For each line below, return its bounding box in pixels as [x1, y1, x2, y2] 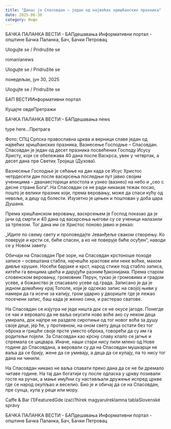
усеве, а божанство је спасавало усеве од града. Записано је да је [5, 279, 153, 286]
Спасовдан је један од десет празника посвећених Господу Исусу [5, 147, 151, 153]
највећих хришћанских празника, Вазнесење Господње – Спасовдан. [5, 142, 158, 148]
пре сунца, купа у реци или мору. [5, 387, 79, 393]
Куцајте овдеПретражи [5, 106, 56, 113]
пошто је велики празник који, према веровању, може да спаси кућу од [5, 190, 163, 196]
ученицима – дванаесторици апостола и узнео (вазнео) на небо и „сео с [5, 179, 164, 185]
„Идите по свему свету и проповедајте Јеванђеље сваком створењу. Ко [5, 232, 165, 238]
